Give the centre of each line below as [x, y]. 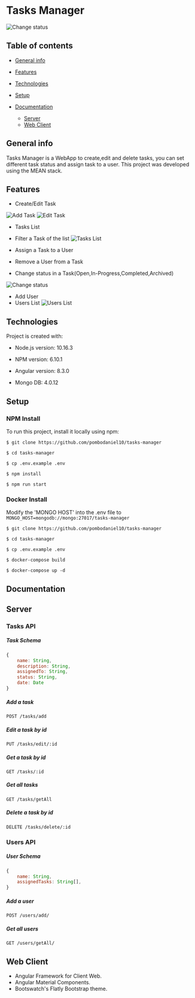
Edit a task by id [26, 729]
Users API [21, 842]
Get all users [22, 929]
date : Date [31, 683]
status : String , [37, 677]
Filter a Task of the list [42, 239]
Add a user [20, 901]
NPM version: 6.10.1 [39, 359]
